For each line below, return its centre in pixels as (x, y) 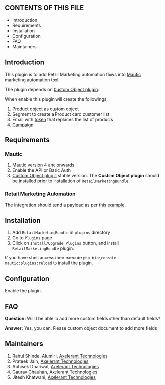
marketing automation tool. (33, 80)
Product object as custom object (46, 109)
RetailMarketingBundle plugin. (43, 248)
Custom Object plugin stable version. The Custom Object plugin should (86, 176)
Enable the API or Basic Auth (41, 170)
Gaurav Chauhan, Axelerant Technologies (55, 372)
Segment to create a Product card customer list (61, 114)
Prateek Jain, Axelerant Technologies (50, 361)
